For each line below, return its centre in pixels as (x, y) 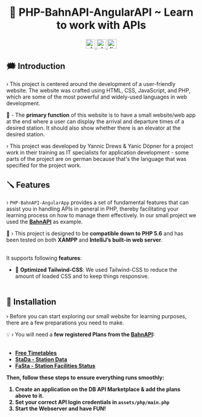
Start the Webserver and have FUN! (61, 409)
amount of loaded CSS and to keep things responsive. (82, 276)
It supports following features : (44, 258)
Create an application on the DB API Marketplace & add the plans (98, 389)
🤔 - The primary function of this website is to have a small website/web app (101, 115)
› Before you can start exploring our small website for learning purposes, (96, 317)
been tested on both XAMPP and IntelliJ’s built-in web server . (84, 240)
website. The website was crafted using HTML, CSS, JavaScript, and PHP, (99, 90)
